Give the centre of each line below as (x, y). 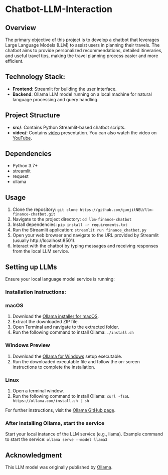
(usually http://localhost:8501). (44, 241)
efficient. (14, 61)
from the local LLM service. (41, 251)
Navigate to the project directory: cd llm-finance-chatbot (72, 219)
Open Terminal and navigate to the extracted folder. (66, 327)
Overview (21, 28)
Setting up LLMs (31, 267)
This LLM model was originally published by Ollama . (59, 467)
